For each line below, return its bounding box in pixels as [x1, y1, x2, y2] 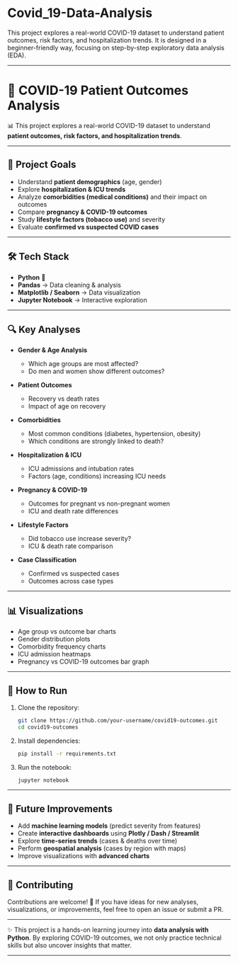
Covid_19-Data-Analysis [7, 5, 153, 21]
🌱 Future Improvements [7, 802, 113, 815]
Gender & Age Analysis [17, 346, 88, 355]
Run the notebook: [17, 763, 72, 771]
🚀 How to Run [7, 685, 68, 697]
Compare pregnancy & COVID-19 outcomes [17, 207, 147, 216]
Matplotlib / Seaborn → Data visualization [17, 288, 141, 297]
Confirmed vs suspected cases [28, 569, 120, 578]
